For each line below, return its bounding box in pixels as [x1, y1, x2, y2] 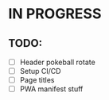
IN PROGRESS [8, 5, 102, 23]
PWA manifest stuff [19, 84, 84, 94]
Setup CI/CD [19, 67, 61, 76]
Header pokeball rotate [19, 57, 95, 67]
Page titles [19, 75, 55, 85]
